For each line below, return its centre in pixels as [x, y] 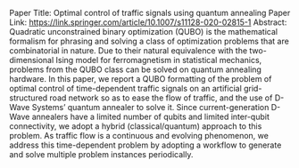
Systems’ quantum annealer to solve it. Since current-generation [150, 107]
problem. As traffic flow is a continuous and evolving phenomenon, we [139, 136]
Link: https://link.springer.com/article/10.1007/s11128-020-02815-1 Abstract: [148, 22]
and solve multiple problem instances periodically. [101, 154]
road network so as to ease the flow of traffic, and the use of [161, 98]
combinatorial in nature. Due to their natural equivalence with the [129, 51]
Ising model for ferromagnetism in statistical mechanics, [159, 60]
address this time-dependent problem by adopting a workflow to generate [145, 145]
